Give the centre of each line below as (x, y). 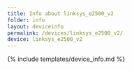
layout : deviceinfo (36, 26)
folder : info (26, 20)
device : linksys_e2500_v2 (45, 40)
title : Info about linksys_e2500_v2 (60, 14)
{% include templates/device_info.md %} (66, 59)
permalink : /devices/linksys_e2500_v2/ (65, 33)
